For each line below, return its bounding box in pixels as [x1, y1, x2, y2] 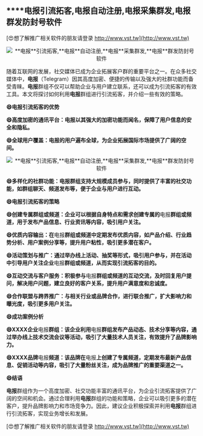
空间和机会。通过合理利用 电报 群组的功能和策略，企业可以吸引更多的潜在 [16, 394, 197, 401]
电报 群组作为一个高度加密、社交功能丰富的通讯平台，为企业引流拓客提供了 [6, 387, 192, 394]
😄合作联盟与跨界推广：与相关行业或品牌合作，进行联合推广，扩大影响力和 [6, 292, 192, 300]
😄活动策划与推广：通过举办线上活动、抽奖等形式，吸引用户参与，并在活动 [6, 251, 192, 259]
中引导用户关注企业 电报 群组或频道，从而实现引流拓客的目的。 [6, 259, 160, 266]
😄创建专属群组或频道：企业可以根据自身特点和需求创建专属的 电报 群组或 [6, 211, 187, 218]
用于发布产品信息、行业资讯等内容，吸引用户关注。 [16, 218, 144, 225]
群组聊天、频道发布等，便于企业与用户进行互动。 [22, 185, 144, 192]
